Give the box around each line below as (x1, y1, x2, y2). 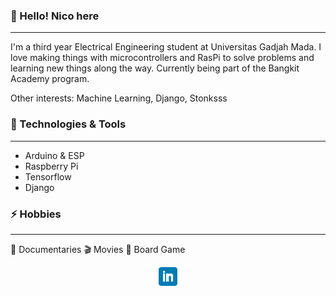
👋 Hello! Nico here (10, 9, 100, 23)
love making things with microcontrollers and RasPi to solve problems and (10, 52, 315, 64)
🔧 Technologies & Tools (10, 117, 127, 131)
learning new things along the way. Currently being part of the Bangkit (10, 62, 300, 74)
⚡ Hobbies (10, 207, 62, 221)
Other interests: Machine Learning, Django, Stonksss (10, 92, 228, 104)
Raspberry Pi (24, 160, 79, 172)
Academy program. (10, 73, 90, 85)
